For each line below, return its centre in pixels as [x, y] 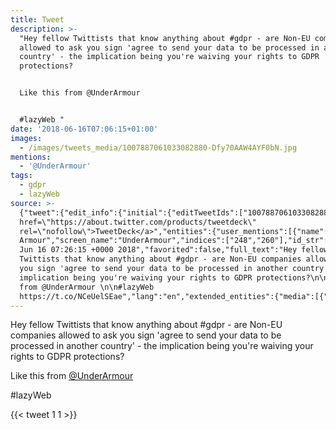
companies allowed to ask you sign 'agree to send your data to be [146, 335]
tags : [21, 176]
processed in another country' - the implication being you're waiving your [162, 346]
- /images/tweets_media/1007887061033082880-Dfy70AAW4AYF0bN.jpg [158, 147]
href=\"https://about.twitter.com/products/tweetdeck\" [138, 222]
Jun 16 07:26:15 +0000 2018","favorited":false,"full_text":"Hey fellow [174, 250]
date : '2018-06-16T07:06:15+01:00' [84, 129]
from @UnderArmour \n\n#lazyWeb [87, 287]
